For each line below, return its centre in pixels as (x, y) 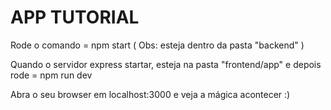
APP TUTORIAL (75, 17)
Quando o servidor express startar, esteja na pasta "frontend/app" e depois (166, 64)
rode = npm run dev (51, 75)
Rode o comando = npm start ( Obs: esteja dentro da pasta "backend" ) (157, 45)
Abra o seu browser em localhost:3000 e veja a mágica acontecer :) (150, 94)
